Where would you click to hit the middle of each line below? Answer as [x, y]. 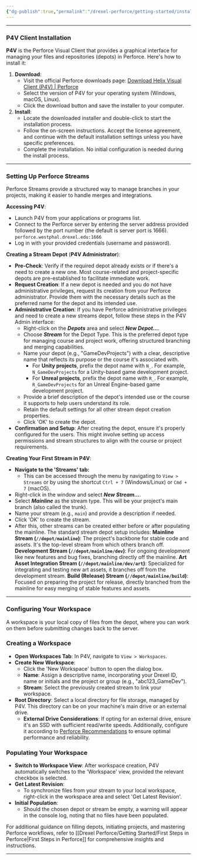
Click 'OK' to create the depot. [60, 422]
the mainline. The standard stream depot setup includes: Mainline [94, 532]
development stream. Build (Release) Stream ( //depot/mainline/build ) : [101, 576]
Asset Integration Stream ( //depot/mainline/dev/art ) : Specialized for [99, 563]
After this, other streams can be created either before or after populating [102, 526]
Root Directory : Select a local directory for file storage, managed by [97, 700]
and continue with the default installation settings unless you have [103, 136]
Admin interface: [35, 322]
